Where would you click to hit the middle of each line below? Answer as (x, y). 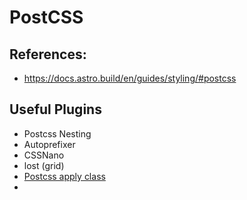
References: (48, 54)
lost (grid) (44, 165)
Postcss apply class (64, 176)
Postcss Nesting (57, 133)
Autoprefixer (49, 144)
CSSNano (44, 155)
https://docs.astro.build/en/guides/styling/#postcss (130, 78)
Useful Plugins (55, 109)
